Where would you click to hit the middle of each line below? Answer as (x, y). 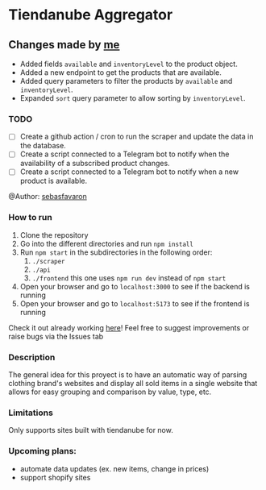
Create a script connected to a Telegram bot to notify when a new (129, 172)
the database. (43, 146)
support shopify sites (55, 477)
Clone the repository (54, 235)
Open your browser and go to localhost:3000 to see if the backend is (135, 286)
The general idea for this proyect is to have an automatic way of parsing (128, 375)
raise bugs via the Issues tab (56, 336)
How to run (30, 218)
